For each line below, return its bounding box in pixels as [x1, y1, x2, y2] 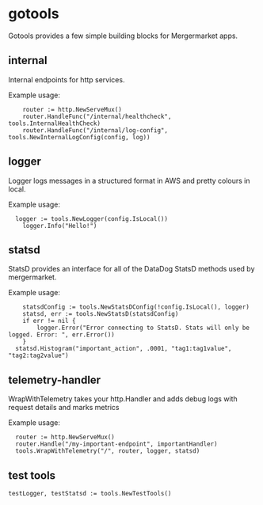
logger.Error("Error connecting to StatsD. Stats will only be [36, 324, 250, 332]
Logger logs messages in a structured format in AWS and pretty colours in [8, 176, 251, 185]
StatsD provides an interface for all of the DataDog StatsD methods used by [8, 264, 255, 274]
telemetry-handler [8, 373, 101, 386]
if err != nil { [22, 317, 77, 325]
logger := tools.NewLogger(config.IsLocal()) [15, 215, 169, 222]
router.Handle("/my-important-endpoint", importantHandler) [15, 440, 218, 448]
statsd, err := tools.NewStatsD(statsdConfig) [22, 310, 179, 318]
